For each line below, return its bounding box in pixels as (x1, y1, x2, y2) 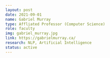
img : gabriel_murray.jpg (5, 31, 58, 36)
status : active (5, 45, 38, 50)
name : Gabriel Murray (5, 17, 51, 22)
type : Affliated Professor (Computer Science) (5, 21, 105, 27)
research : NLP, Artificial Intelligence (5, 40, 92, 45)
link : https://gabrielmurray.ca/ (5, 36, 76, 41)
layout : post (5, 7, 33, 13)
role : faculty (5, 26, 35, 31)
